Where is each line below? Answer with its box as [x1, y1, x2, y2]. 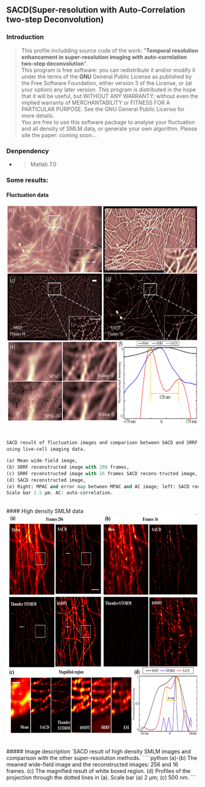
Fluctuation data [6, 191, 49, 198]
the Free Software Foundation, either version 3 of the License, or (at [21, 79, 192, 86]
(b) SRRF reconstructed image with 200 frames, [6, 464, 130, 470]
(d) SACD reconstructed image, [6, 477, 86, 483]
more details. [21, 111, 55, 119]
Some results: [6, 176, 49, 184]
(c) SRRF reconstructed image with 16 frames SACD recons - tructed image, [6, 470, 198, 476]
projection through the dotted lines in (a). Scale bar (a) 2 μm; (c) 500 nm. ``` [6, 774, 196, 781]
